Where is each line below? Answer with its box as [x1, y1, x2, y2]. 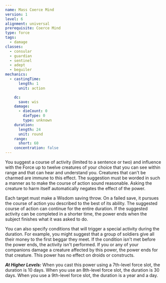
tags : [5, 35, 16, 40]
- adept [9, 63, 26, 68]
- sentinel [9, 58, 32, 63]
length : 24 [18, 127, 41, 132]
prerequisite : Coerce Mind [5, 26, 61, 31]
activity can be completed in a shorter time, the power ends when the [5, 211, 147, 216]
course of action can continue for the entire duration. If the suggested [5, 206, 148, 212]
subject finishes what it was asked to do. [5, 216, 88, 222]
